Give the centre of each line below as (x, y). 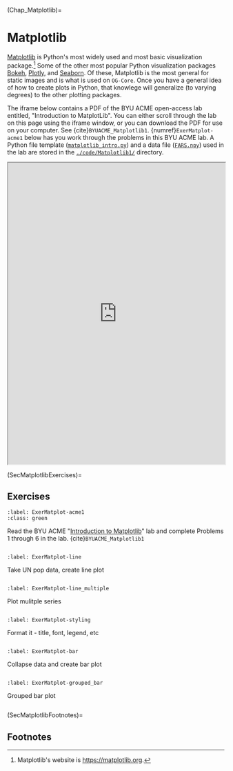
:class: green (28, 519)
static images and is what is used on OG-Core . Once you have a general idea (114, 80)
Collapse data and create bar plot (54, 664)
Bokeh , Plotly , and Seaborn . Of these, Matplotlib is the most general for (108, 72)
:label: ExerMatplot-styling (49, 620)
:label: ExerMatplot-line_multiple (58, 589)
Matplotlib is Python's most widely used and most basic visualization (105, 57)
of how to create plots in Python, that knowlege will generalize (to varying (112, 87)
